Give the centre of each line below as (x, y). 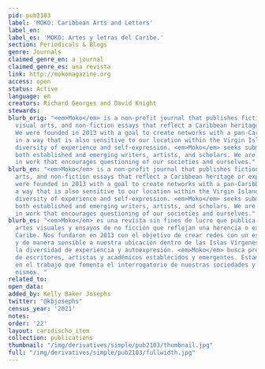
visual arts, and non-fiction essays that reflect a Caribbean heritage (137, 125)
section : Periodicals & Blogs (58, 45)
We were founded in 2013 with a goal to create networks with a (123, 132)
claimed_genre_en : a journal (56, 60)
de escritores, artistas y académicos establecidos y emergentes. (127, 257)
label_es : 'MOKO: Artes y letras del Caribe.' (86, 37)
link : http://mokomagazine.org (60, 74)
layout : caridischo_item (49, 331)
